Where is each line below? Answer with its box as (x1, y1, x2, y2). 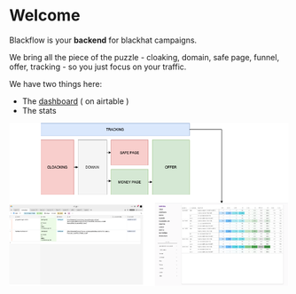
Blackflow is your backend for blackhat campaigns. (9, 35, 198, 45)
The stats (21, 105, 57, 115)
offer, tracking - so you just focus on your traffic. (9, 61, 187, 72)
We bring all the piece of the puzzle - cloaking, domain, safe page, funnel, (9, 52, 280, 62)
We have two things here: (9, 78, 103, 89)
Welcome (9, 5, 81, 26)
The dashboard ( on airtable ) (21, 95, 129, 107)
